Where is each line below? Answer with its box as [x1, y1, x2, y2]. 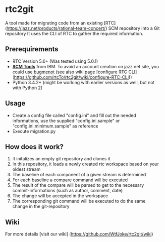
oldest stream [12, 166, 41, 172]
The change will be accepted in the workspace [12, 193, 108, 199]
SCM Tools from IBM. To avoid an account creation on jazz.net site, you [12, 63, 159, 69]
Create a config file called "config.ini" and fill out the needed [12, 112, 136, 118]
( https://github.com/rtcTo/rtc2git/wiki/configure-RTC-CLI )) [12, 74, 132, 80]
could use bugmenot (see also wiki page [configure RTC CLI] [12, 69, 137, 75]
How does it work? [5, 142, 64, 151]
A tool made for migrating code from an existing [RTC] [5, 20, 116, 26]
